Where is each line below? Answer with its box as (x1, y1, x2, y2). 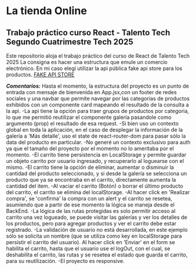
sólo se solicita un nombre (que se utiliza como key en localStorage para (6, 232, 182, 239)
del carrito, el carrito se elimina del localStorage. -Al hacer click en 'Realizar (6, 189, 190, 195)
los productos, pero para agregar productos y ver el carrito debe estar (6, 220, 177, 227)
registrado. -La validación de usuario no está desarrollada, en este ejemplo (6, 226, 188, 233)
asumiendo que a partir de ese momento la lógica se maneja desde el (6, 201, 175, 208)
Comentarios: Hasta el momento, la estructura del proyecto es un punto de (6, 82, 190, 89)
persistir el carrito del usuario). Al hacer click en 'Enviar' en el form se (6, 239, 175, 245)
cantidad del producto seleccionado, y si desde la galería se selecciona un (6, 170, 187, 177)
